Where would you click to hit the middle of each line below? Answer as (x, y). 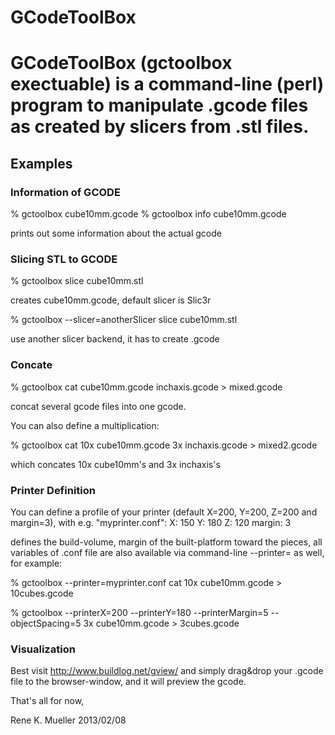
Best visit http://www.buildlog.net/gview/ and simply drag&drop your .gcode (167, 671)
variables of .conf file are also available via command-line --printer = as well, (167, 552)
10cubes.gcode (42, 593)
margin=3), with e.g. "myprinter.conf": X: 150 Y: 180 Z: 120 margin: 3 (151, 522)
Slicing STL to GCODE (64, 259)
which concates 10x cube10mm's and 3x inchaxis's (115, 464)
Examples (41, 163)
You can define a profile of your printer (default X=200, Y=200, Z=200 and (164, 512)
